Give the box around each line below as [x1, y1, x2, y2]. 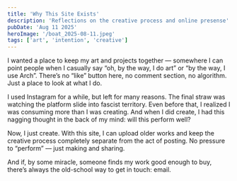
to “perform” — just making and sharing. [7, 144, 125, 153]
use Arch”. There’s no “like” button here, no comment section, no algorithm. [7, 72, 227, 80]
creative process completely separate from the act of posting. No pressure [7, 136, 225, 146]
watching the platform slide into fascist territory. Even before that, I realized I [7, 100, 231, 109]
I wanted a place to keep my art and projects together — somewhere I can [7, 56, 224, 65]
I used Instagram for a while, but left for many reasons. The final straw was [7, 93, 226, 102]
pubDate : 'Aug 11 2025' [7, 23, 78, 31]
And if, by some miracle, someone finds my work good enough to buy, [7, 158, 212, 167]
